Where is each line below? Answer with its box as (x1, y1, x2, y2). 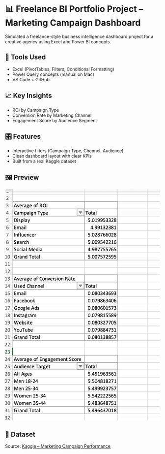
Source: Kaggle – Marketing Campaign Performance (5, 443, 110, 449)
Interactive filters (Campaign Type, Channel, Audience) (12, 148, 124, 154)
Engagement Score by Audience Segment (12, 117, 97, 123)
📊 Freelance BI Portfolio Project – (5, 3, 143, 15)
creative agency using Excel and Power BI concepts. (5, 38, 111, 44)
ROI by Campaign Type (12, 107, 59, 113)
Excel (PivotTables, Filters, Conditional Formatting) (12, 66, 114, 72)
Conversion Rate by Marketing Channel (12, 112, 92, 118)
